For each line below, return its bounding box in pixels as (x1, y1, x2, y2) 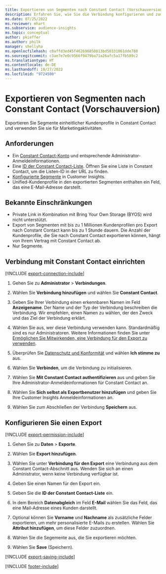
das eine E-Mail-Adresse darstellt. (12, 184, 82, 190)
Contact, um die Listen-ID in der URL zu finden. (12, 168, 109, 174)
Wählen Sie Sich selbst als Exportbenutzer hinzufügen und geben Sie (12, 389, 157, 395)
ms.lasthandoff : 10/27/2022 (5, 67, 63, 72)
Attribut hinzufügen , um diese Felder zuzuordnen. (12, 525, 116, 531)
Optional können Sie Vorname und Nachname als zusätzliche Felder (12, 515, 152, 521)
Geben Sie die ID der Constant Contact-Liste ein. (12, 490, 114, 496)
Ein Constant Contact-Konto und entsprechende (12, 152, 111, 158)
